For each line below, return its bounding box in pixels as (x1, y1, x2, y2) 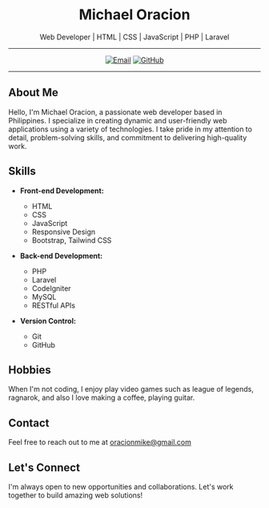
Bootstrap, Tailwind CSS (31, 235, 112, 245)
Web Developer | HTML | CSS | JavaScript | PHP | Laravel (39, 32, 230, 42)
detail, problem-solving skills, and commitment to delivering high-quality (8, 132, 247, 142)
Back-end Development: (19, 251, 103, 260)
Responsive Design (31, 227, 96, 236)
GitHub (31, 340, 56, 349)
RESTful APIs (31, 300, 76, 310)
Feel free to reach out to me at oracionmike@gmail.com (8, 437, 192, 447)
